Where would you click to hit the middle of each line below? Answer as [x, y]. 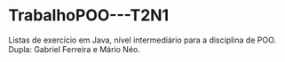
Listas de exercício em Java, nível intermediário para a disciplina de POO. [142, 40]
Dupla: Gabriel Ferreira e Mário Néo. [75, 49]
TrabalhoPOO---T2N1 [89, 15]
